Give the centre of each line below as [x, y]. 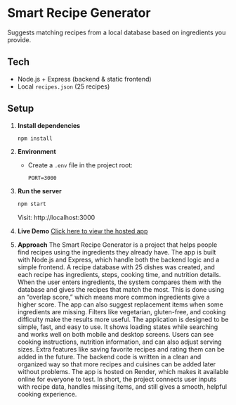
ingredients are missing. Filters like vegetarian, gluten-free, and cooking [122, 312]
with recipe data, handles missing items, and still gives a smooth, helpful [122, 387]
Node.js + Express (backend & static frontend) [85, 79]
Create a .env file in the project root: [80, 165]
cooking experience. [47, 394]
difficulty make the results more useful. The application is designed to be [123, 320]
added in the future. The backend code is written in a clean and [109, 357]
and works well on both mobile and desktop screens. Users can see [116, 335]
